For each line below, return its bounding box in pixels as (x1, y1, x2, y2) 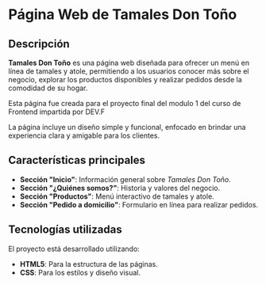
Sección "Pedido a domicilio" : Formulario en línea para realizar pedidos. (19, 199, 259, 209)
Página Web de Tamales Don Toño (8, 6, 237, 24)
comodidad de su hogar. (8, 83, 88, 93)
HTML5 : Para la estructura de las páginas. (19, 259, 159, 268)
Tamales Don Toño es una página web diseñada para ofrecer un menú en (8, 58, 250, 67)
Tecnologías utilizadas (8, 223, 122, 237)
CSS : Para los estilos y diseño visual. (19, 268, 141, 277)
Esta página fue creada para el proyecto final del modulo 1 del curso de (8, 99, 241, 108)
